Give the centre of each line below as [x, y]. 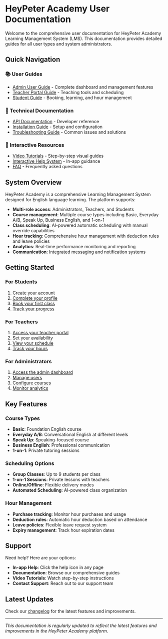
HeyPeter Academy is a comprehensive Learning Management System [78, 194]
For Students [21, 282]
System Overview [33, 182]
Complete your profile [35, 298]
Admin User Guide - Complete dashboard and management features [83, 87]
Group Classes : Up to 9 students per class [56, 474]
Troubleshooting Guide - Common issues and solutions [69, 132]
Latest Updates [29, 599]
